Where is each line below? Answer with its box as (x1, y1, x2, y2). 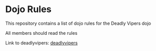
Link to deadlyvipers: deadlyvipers (5, 39, 78, 46)
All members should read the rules (5, 30, 77, 36)
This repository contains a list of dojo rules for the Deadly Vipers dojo (5, 20, 151, 26)
